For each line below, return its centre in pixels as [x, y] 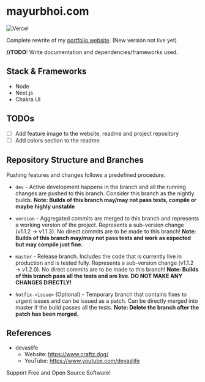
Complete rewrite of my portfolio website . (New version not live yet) [92, 40]
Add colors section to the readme [57, 140]
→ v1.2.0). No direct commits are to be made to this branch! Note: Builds [107, 269]
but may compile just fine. [49, 244]
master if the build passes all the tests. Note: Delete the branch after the [107, 307]
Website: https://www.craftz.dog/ [66, 354]
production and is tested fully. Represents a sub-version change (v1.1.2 [104, 263]
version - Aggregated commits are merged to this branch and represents [107, 218]
